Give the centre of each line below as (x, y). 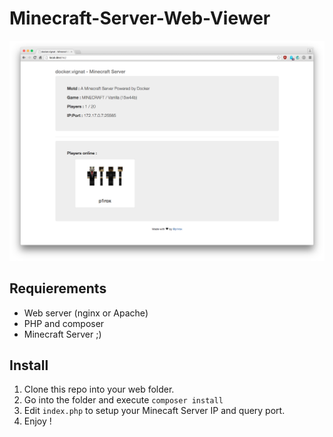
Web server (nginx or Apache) (86, 313)
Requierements (58, 288)
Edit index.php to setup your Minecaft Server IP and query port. (154, 411)
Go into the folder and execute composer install (123, 400)
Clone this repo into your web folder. (99, 389)
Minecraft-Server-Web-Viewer (140, 18)
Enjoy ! (37, 421)
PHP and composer (64, 323)
